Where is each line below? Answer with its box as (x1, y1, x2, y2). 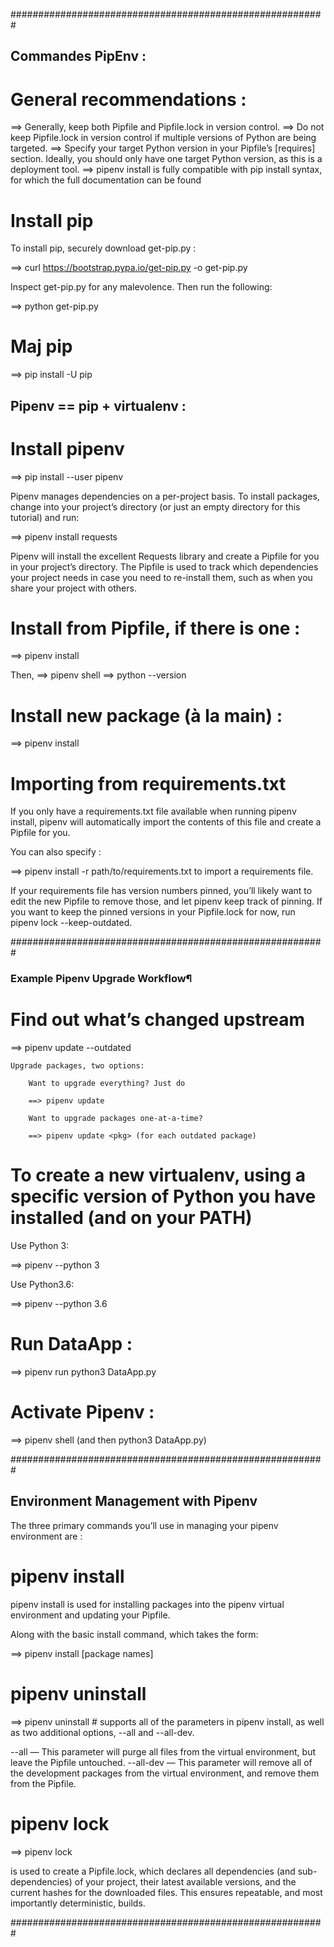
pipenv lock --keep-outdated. (10, 917, 133, 929)
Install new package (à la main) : (10, 704, 283, 727)
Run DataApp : (10, 1333, 133, 1356)
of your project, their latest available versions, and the (74, 1875, 297, 1888)
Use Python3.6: (10, 1279, 75, 1291)
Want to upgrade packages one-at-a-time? (28, 1114, 203, 1124)
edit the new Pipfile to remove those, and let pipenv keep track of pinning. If (10, 895, 323, 908)
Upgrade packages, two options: (10, 1061, 145, 1071)
